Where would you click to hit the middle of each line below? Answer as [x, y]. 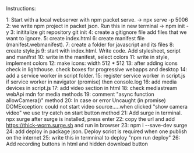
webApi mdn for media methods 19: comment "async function [80, 94]
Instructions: [21, 8]
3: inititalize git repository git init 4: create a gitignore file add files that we [98, 32]
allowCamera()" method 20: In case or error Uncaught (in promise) [86, 100]
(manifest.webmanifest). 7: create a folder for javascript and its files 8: [90, 44]
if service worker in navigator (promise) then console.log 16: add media [91, 82]
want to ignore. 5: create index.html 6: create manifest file [75, 38]
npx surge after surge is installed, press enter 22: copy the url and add [91, 119]
